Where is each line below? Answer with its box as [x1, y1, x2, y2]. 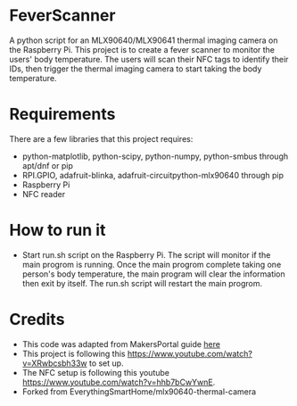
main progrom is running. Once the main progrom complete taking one [21, 259, 282, 269]
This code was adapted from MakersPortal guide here [21, 338, 221, 349]
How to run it [9, 220, 106, 241]
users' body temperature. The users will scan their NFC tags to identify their [9, 54, 289, 64]
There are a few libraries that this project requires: [9, 133, 194, 144]
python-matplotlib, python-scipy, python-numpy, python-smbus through [21, 151, 289, 162]
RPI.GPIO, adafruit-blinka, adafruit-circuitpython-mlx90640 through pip [21, 170, 284, 180]
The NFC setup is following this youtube [21, 367, 169, 377]
